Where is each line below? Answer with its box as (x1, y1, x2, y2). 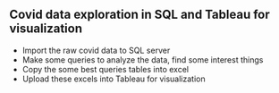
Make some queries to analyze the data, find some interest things (21, 54, 264, 65)
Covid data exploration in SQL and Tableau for (9, 7, 270, 22)
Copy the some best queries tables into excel (21, 63, 190, 74)
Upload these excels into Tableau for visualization (21, 73, 206, 84)
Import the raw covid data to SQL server (21, 45, 171, 55)
